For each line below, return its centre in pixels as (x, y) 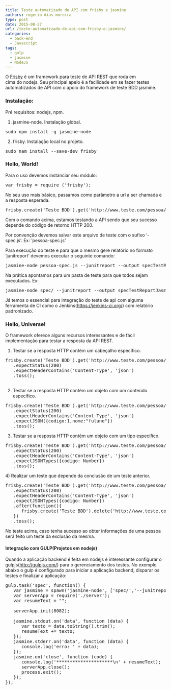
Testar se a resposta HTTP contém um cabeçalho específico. (77, 351)
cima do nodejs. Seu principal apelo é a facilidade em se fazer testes (77, 82)
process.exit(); (41, 672)
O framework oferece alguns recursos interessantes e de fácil (70, 336)
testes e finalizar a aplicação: (36, 576)
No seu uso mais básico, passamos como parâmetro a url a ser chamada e (83, 195)
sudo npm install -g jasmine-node (48, 132)
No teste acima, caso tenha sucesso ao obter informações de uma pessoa (83, 531)
